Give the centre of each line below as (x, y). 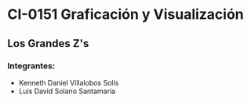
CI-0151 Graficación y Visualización (125, 15)
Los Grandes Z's (48, 44)
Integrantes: (31, 66)
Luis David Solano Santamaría (67, 91)
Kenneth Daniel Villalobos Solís (69, 82)
